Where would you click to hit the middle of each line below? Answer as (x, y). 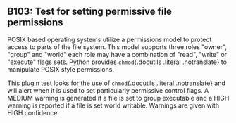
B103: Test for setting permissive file (90, 12)
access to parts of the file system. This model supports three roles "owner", (117, 47)
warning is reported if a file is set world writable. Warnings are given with (113, 105)
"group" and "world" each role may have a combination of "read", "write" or (117, 54)
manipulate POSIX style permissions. (61, 69)
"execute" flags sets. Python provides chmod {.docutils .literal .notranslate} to (117, 62)
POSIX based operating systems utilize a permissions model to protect (110, 39)
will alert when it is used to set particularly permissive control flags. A (108, 90)
